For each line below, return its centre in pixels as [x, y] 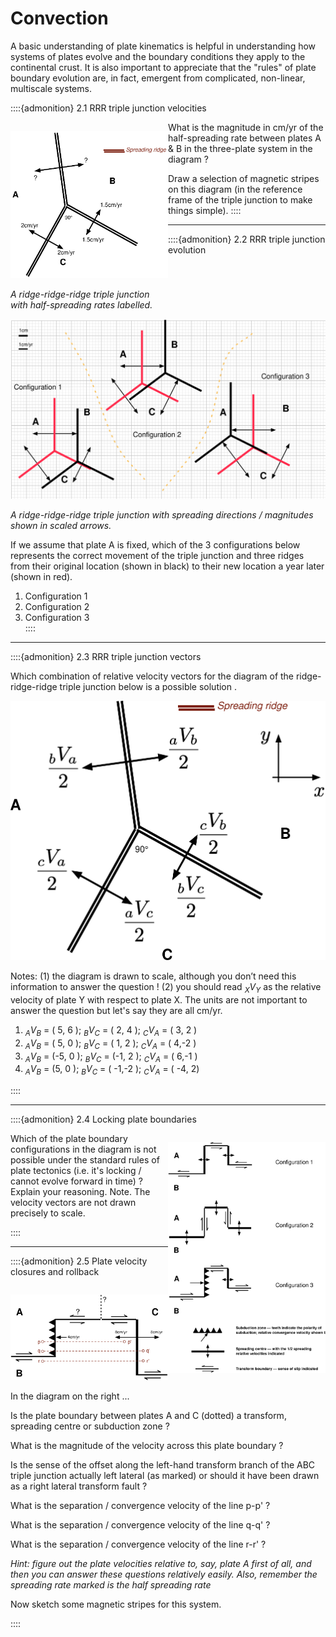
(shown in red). [41, 576]
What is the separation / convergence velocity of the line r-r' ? [138, 1544]
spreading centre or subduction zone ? [90, 1426]
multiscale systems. [51, 88]
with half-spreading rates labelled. [81, 304]
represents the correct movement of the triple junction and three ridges [157, 555]
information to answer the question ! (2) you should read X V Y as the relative [166, 988]
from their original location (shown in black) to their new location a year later [167, 566]
